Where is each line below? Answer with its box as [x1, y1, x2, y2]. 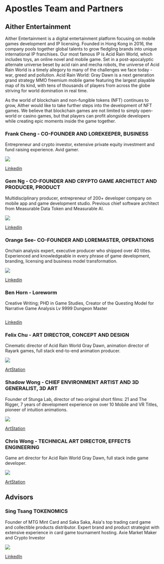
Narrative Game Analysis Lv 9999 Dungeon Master [5, 306, 108, 311]
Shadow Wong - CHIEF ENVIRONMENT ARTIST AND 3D [5, 379, 139, 386]
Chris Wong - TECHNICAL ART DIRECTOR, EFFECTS [5, 438, 131, 445]
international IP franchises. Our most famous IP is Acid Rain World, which [5, 51, 153, 57]
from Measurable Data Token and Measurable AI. [5, 205, 104, 211]
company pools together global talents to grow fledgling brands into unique [5, 46, 158, 52]
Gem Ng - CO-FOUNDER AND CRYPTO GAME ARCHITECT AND [5, 178, 157, 185]
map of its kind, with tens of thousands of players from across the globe [5, 83, 150, 88]
